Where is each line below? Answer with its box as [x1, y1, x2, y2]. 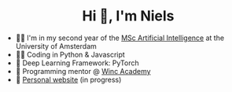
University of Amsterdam [15, 41, 97, 50]
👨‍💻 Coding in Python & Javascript [15, 50, 126, 59]
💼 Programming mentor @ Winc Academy [15, 66, 151, 75]
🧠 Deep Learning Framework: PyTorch [15, 58, 139, 68]
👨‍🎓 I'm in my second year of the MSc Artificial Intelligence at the [15, 33, 225, 42]
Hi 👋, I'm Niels [82, 7, 175, 25]
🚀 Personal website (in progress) [15, 75, 122, 84]
